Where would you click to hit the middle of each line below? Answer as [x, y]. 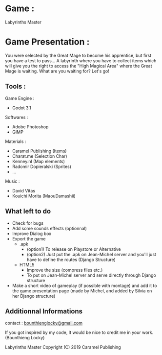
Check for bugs [28, 223]
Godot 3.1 [21, 108]
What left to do [28, 211]
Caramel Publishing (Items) [39, 151]
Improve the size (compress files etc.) [65, 270]
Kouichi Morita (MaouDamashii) [44, 196]
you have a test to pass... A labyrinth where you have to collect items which [81, 60]
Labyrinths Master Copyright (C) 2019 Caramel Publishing [63, 347]
